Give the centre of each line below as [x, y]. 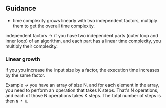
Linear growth [23, 59]
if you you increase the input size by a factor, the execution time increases [82, 70]
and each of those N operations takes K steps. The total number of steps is [83, 96]
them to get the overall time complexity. [53, 26]
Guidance [21, 8]
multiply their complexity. [32, 46]
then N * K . [17, 101]
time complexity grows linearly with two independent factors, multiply [85, 20]
